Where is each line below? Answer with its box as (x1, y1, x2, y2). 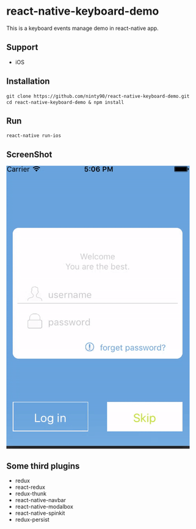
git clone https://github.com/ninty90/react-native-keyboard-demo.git (6, 93, 190, 99)
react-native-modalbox (15, 503, 73, 510)
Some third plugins (6, 461, 80, 471)
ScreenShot (6, 149, 53, 159)
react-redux (15, 484, 46, 491)
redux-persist (15, 516, 50, 523)
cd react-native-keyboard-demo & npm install (6, 99, 124, 105)
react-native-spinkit (15, 509, 65, 517)
